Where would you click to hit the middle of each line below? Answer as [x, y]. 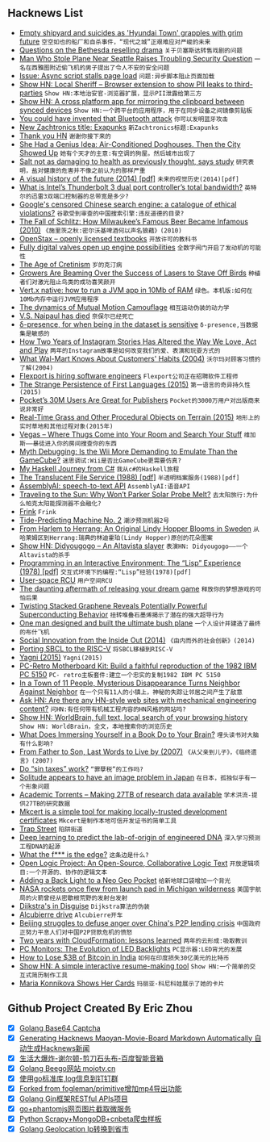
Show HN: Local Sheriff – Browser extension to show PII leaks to [126, 84]
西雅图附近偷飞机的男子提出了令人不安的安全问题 [100, 68]
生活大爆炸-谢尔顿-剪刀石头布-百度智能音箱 [91, 1058]
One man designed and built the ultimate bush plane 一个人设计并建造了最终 [140, 623]
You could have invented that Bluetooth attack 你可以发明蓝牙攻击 [124, 118]
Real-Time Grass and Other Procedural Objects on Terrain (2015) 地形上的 [139, 417]
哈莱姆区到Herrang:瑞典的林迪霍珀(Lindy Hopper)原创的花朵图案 [116, 538]
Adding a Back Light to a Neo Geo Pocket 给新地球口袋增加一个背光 [125, 880]
